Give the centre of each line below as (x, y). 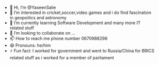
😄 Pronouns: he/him (30, 45)
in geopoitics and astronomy (38, 18)
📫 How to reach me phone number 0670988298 (58, 38)
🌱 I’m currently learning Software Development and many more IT (75, 23)
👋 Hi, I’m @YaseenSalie (33, 7)
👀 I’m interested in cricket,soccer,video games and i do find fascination (80, 13)
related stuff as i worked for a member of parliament (62, 58)
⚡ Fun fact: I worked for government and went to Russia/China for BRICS (82, 51)
